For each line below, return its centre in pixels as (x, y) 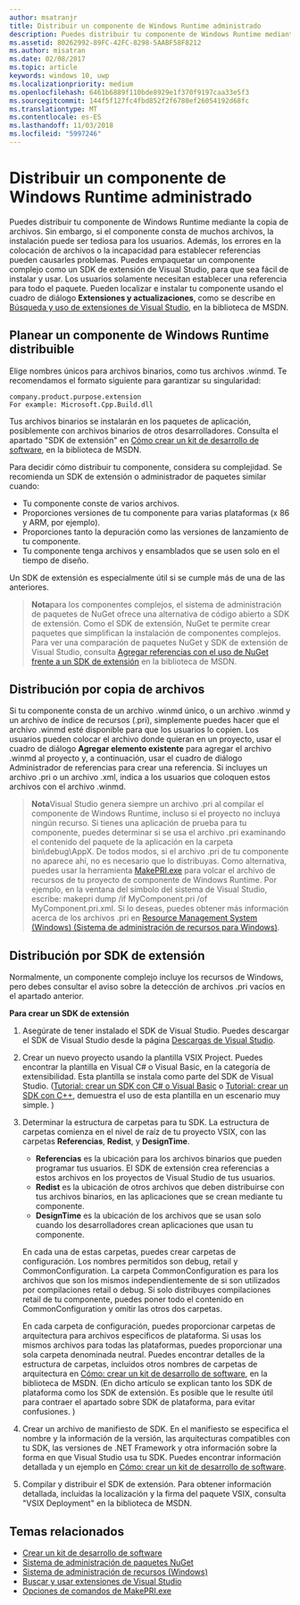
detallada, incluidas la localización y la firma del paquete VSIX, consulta (154, 1494)
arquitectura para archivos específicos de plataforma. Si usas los (142, 1336)
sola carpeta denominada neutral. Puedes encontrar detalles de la (143, 1355)
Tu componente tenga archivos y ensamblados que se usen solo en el (150, 550)
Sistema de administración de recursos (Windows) (115, 1572)
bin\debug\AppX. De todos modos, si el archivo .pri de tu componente (160, 852)
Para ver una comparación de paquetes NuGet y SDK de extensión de (159, 642)
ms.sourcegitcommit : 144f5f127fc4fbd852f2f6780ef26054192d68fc (129, 101)
